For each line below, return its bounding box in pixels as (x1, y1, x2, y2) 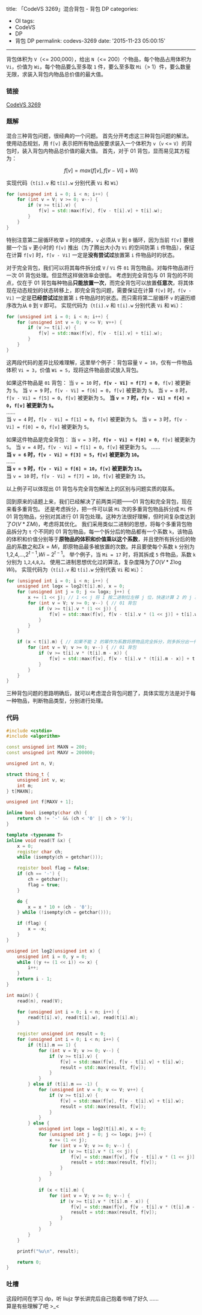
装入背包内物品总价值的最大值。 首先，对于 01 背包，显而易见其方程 (22, 147, 191, 155)
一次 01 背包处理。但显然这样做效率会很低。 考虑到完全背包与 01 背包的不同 (6, 271, 194, 278)
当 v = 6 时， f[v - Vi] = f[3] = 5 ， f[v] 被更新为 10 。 (6, 450, 142, 458)
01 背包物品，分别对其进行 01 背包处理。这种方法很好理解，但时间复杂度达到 (6, 513, 195, 520)
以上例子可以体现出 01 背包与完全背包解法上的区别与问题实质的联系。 (6, 485, 179, 492)
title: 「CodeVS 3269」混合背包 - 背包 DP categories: (6, 5, 139, 12)
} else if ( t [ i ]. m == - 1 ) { (28, 1081, 98, 1087)
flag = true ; (28, 881, 61, 888)
